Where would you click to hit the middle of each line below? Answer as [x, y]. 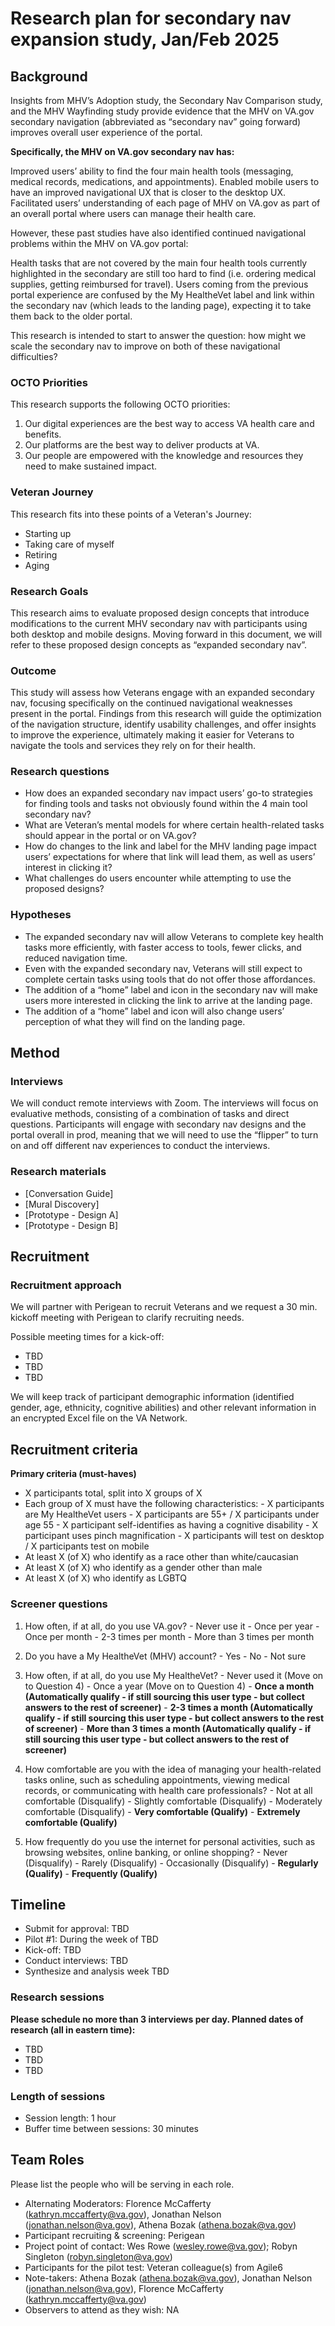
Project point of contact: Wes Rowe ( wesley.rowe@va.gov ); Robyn [161, 2246]
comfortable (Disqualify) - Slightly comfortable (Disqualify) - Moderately [173, 1801]
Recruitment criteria [74, 1449]
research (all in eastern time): [73, 2029]
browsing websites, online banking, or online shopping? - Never [156, 1852]
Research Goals [49, 591]
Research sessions [57, 1997]
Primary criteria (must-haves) [73, 1474]
